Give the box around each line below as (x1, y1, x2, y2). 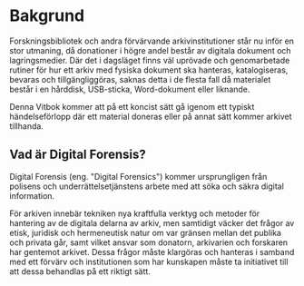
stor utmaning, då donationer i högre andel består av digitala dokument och (9, 44, 292, 55)
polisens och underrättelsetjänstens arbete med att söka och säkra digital (9, 181, 284, 192)
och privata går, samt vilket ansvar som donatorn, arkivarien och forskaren (9, 237, 289, 248)
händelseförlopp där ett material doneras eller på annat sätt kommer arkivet (9, 111, 292, 122)
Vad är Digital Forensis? (9, 147, 147, 163)
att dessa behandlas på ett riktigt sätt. (9, 265, 152, 277)
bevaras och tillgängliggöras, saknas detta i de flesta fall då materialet (9, 74, 271, 84)
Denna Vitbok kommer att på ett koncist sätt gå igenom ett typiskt (9, 101, 255, 112)
